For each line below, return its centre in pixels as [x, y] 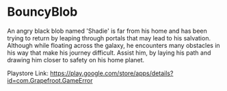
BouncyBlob [42, 12]
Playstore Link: [28, 73]
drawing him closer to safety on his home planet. [76, 60]
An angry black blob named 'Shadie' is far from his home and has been [107, 31]
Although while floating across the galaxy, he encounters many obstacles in [113, 45]
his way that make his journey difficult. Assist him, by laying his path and [109, 53]
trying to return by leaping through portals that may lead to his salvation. [109, 38]
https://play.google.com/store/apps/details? [112, 73]
